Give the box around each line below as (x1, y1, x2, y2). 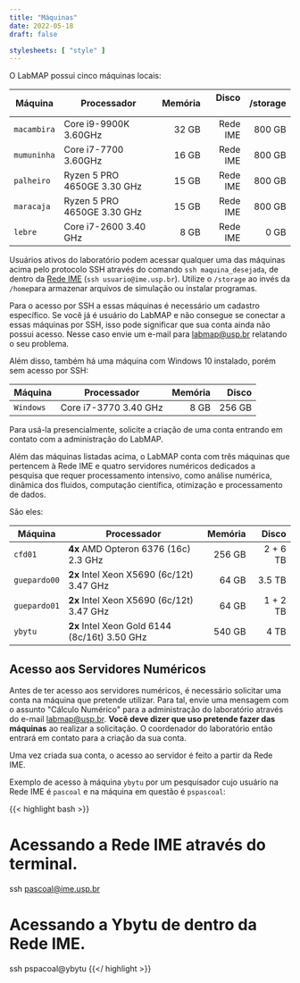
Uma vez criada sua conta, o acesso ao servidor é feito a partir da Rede (9, 750, 273, 760)
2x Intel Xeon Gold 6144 (68, 620, 172, 633)
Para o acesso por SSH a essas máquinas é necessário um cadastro (9, 300, 261, 311)
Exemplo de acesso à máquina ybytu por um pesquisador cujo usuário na (9, 777, 279, 787)
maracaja (13, 202, 51, 212)
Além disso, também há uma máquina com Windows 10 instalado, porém (9, 356, 277, 366)
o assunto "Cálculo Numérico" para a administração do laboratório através (9, 704, 284, 715)
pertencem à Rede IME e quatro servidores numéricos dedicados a (9, 461, 256, 472)
